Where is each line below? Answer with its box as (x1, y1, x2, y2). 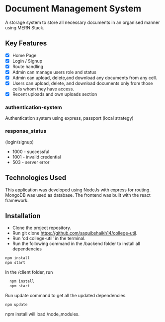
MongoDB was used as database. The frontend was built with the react (5, 192, 151, 198)
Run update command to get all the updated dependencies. (5, 292, 127, 298)
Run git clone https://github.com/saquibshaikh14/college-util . (12, 230, 138, 236)
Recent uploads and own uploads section (12, 91, 97, 97)
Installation (5, 212, 41, 220)
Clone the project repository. (12, 225, 71, 231)
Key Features (5, 39, 47, 48)
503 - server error (12, 159, 50, 165)
